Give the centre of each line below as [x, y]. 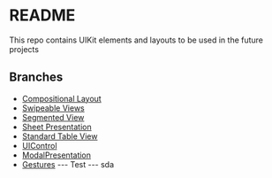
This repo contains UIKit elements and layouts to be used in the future [136, 40]
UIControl [39, 145]
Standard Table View [60, 136]
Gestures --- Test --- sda [68, 164]
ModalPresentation [56, 155]
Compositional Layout [61, 98]
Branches [36, 77]
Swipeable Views [53, 108]
